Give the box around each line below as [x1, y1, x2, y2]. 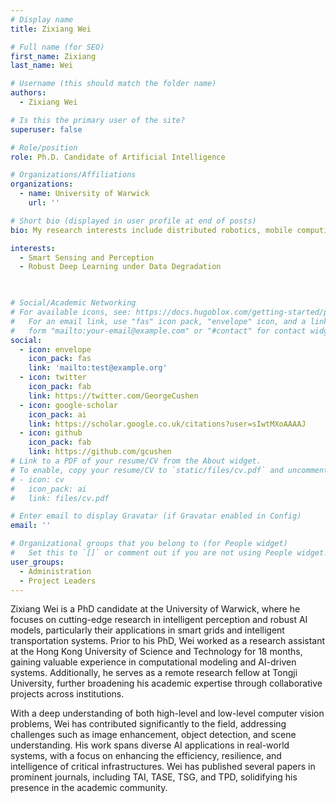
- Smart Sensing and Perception [19, 252, 155, 263]
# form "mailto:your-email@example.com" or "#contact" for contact [10, 326, 307, 336]
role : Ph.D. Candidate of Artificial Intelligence [10, 152, 226, 162]
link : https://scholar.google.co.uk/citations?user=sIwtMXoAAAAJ [28, 419, 307, 429]
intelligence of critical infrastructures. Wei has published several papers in [10, 761, 316, 773]
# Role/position [10, 142, 78, 153]
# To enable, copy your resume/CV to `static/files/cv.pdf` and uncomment [10, 465, 329, 475]
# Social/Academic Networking [10, 298, 137, 308]
